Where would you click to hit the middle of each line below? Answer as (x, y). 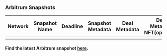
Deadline (72, 26)
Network (18, 26)
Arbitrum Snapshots (30, 7)
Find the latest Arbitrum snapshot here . (47, 48)
